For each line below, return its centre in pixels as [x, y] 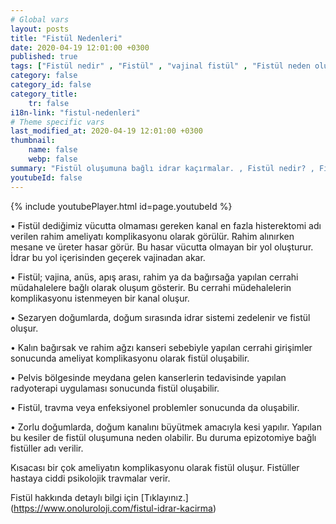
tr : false [49, 103]
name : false [53, 150]
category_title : [44, 94]
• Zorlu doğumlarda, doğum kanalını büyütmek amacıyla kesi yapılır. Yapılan [166, 427]
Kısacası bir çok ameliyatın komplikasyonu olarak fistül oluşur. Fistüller [155, 467]
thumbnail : [33, 141]
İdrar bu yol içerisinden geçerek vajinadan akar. [108, 257]
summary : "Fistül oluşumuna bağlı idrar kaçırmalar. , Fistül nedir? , [162, 168]
